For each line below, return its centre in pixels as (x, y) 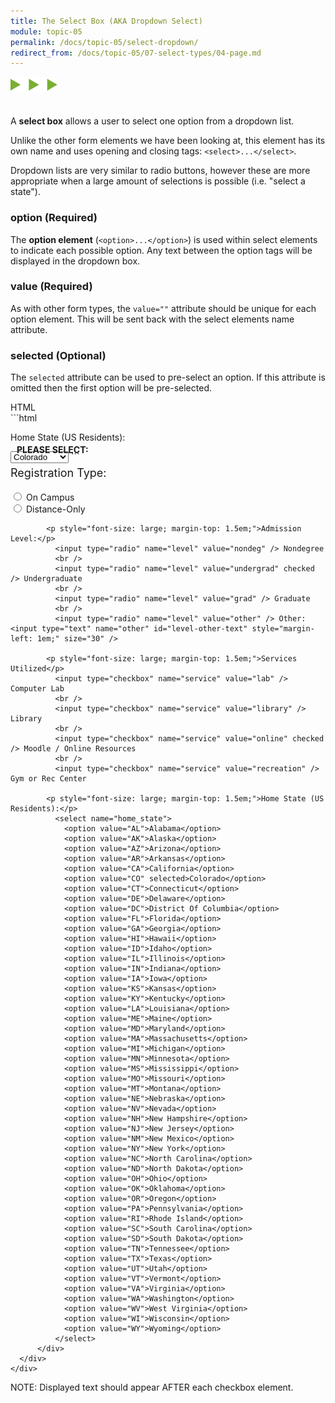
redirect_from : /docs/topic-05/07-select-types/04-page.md (136, 53)
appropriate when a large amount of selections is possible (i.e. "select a (158, 181)
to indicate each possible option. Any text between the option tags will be (161, 250)
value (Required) (51, 287)
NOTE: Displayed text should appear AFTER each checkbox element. (152, 1387)
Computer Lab (37, 689)
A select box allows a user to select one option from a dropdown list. (152, 121)
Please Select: (52, 450)
